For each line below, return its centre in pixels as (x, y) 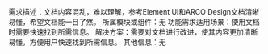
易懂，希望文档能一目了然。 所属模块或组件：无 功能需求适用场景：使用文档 (134, 22)
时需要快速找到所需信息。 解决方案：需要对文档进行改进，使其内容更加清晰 (133, 32)
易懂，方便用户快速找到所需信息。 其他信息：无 (87, 42)
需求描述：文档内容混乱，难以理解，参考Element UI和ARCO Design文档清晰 (134, 12)
